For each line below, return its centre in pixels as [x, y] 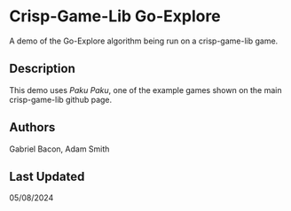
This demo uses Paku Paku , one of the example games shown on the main [145, 90]
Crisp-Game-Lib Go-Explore [115, 16]
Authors [32, 127]
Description [42, 69]
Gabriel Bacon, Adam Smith [59, 149]
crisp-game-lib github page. [61, 99]
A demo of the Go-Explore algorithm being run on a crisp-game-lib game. [144, 41]
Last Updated [47, 176]
